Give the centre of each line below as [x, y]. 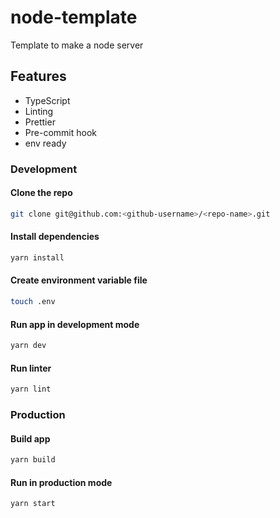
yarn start [33, 504]
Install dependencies [55, 237]
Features [38, 76]
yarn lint [31, 389]
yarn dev [28, 346]
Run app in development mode [75, 324]
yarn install [37, 257]
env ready [45, 143]
